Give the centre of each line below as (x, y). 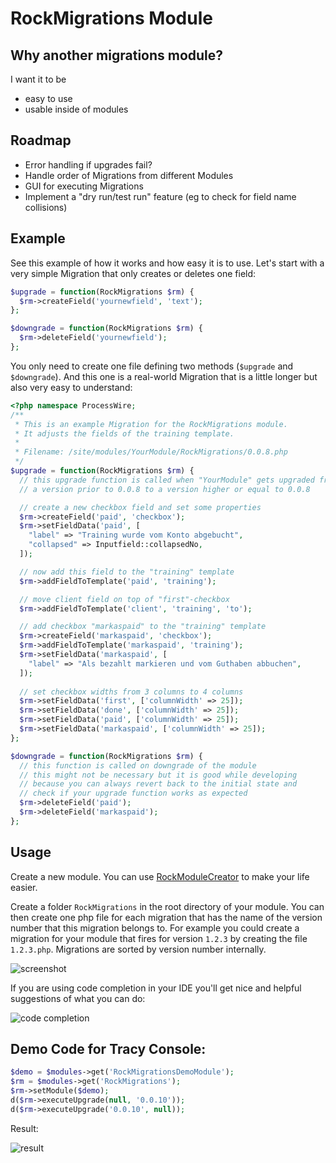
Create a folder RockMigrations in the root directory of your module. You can (167, 906)
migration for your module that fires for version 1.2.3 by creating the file (159, 938)
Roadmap (41, 140)
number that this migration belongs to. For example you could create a (155, 928)
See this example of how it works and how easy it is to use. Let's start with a (167, 263)
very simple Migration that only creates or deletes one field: (133, 273)
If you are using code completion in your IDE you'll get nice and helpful (156, 988)
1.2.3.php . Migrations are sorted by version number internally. (138, 949)
